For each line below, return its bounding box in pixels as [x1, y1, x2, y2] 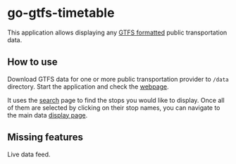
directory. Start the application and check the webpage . [7, 82, 169, 91]
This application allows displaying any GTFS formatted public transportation [7, 28, 228, 37]
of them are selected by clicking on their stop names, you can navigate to [7, 103, 221, 112]
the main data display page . [7, 111, 88, 119]
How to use [7, 56, 58, 68]
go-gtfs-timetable [7, 5, 115, 21]
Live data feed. [7, 150, 51, 158]
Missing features [7, 132, 83, 144]
